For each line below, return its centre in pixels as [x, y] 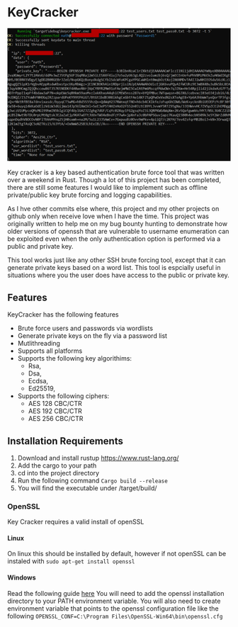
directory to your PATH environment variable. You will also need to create [114, 601]
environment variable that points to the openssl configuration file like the [113, 608]
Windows [22, 577]
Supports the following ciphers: [63, 396]
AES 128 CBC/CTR [55, 404]
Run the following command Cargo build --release [92, 480]
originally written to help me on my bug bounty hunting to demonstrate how [118, 224]
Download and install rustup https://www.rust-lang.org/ [98, 458]
